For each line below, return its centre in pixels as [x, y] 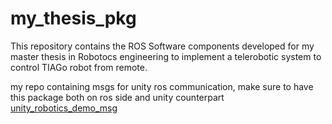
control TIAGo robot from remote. [79, 67]
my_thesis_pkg [73, 18]
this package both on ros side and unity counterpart [117, 97]
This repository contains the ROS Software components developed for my [162, 46]
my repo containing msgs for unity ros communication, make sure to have [162, 86]
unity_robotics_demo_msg [64, 108]
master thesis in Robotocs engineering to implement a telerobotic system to [166, 56]
